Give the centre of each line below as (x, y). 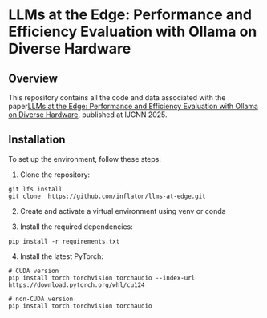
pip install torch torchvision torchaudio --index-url (102, 278)
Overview (33, 78)
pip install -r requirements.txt (64, 241)
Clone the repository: (55, 175)
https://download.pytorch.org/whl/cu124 (77, 285)
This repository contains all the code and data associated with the (117, 97)
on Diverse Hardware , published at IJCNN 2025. (88, 115)
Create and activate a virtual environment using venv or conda (123, 211)
